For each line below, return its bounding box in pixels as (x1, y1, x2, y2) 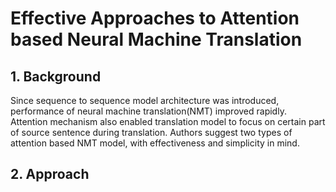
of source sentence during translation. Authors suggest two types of (10, 127, 293, 138)
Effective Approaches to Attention (10, 7, 300, 30)
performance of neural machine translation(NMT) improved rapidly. (10, 105, 287, 117)
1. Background (10, 68, 102, 85)
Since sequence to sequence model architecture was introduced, (10, 95, 280, 106)
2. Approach (10, 166, 90, 183)
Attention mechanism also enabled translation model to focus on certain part (10, 116, 326, 127)
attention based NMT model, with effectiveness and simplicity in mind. (10, 137, 300, 149)
